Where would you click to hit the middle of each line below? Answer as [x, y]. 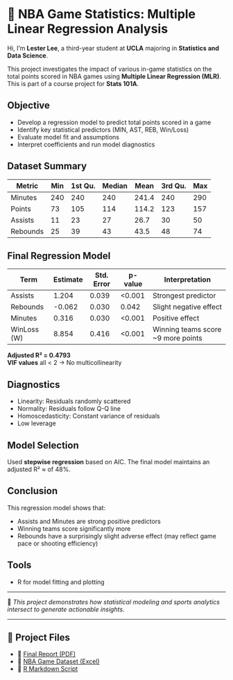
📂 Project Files [39, 638]
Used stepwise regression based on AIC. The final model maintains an [109, 462]
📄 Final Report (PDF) [46, 654]
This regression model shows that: [57, 508]
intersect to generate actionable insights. [66, 609]
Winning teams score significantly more [74, 528]
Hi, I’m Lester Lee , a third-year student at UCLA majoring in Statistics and [113, 48]
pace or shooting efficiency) [58, 543]
